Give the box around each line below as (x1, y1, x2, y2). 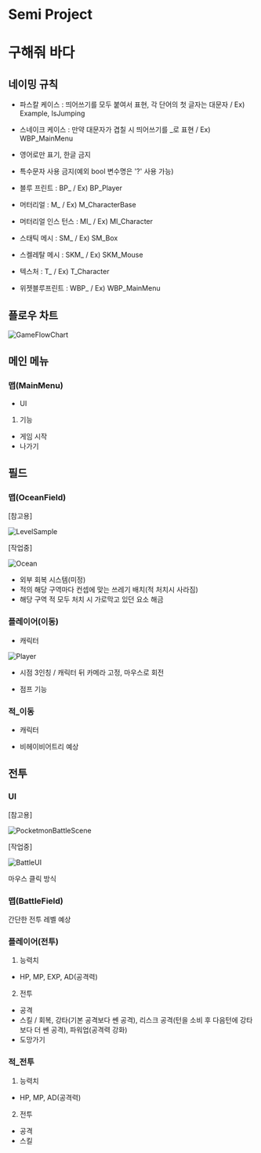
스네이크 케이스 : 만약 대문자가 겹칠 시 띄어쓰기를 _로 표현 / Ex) (19, 125, 211, 134)
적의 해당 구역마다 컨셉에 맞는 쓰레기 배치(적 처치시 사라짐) (19, 585, 198, 595)
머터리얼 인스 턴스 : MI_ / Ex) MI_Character (19, 217, 154, 226)
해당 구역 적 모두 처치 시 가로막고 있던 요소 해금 (19, 595, 164, 604)
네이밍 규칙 (8, 77, 59, 91)
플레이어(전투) (8, 936, 59, 947)
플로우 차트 (8, 309, 59, 322)
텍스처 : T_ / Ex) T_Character (19, 267, 110, 276)
